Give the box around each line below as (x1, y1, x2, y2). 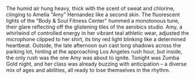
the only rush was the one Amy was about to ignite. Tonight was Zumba (6, 55, 180, 61)
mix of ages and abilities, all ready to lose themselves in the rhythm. (6, 67, 170, 73)
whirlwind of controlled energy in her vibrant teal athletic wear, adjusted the (6, 30, 189, 37)
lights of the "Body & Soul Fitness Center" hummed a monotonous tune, (6, 17, 180, 24)
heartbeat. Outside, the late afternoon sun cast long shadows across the (6, 42, 181, 49)
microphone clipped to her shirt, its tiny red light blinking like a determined (6, 36, 186, 42)
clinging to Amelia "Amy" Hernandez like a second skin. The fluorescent (6, 11, 180, 18)
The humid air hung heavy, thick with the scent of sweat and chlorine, (6, 5, 175, 12)
